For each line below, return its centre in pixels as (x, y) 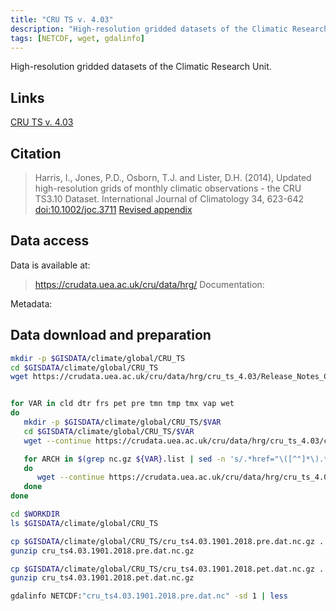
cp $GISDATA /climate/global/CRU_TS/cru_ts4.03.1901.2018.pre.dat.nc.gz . (167, 541)
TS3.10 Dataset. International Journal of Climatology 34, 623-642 (169, 199)
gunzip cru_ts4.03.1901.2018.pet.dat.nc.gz (102, 578)
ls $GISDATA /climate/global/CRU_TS (84, 523)
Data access (50, 241)
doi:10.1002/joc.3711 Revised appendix (113, 209)
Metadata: (31, 303)
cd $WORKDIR (35, 514)
